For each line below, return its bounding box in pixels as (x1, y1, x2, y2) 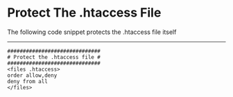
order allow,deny (7, 71, 58, 79)
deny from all (7, 78, 49, 85)
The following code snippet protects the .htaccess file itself (7, 28, 177, 36)
